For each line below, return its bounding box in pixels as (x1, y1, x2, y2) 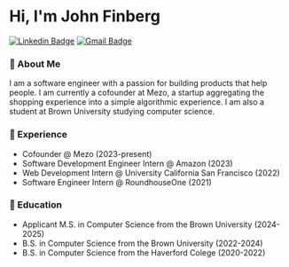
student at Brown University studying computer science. (9, 106, 215, 117)
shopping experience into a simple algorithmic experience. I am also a (9, 97, 264, 107)
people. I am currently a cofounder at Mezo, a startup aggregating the (9, 87, 264, 98)
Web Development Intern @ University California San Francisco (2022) (21, 167, 281, 178)
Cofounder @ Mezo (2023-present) (21, 148, 152, 159)
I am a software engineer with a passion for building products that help (9, 78, 268, 89)
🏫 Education (9, 199, 62, 211)
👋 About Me (9, 58, 61, 70)
